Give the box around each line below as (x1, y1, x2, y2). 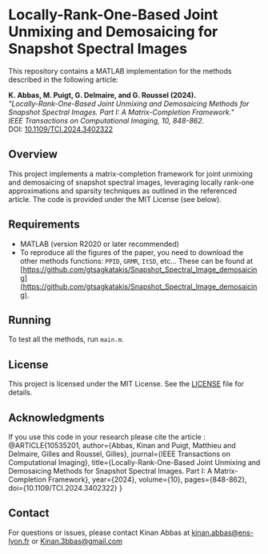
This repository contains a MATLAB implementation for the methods (8, 66, 232, 75)
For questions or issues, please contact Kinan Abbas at (8, 528, 190, 537)
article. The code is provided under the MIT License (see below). (8, 194, 222, 204)
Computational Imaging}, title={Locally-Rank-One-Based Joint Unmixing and (8, 458, 261, 467)
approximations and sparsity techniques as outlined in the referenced (8, 186, 238, 196)
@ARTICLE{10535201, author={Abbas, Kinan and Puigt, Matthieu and (8, 441, 236, 450)
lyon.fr (8, 536, 30, 546)
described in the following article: (8, 75, 118, 84)
